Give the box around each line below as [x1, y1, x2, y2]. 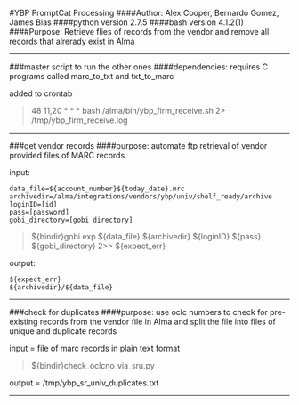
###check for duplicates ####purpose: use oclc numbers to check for [9, 307, 269, 317]
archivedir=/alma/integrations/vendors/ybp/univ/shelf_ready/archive [9, 192, 273, 201]
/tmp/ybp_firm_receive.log [30, 115, 128, 126]
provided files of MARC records [9, 150, 125, 160]
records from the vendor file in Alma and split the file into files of [39, 316, 276, 327]
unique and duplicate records [9, 326, 117, 336]
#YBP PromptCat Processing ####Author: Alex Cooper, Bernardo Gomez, [9, 8, 279, 18]
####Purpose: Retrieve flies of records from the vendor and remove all [9, 27, 270, 36]
